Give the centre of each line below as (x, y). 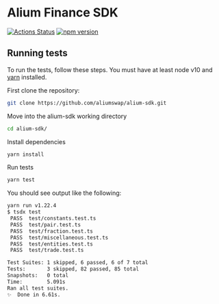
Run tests (21, 167)
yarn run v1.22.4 (32, 206)
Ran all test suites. (38, 288)
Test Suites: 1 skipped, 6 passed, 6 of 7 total (78, 263)
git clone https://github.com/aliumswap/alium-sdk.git (87, 103)
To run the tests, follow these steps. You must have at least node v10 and (110, 69)
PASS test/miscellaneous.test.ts (59, 237)
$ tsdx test (24, 212)
